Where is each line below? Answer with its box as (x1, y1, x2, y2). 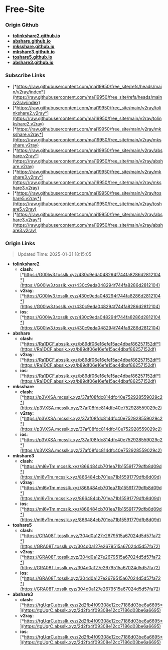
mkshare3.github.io (12, 49, 55, 55)
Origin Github (5, 22, 39, 29)
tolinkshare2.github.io (12, 33, 60, 39)
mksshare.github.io (12, 44, 55, 50)
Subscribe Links (5, 72, 46, 79)
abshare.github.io (12, 38, 51, 44)
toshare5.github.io (12, 54, 53, 60)
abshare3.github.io (12, 59, 54, 66)
